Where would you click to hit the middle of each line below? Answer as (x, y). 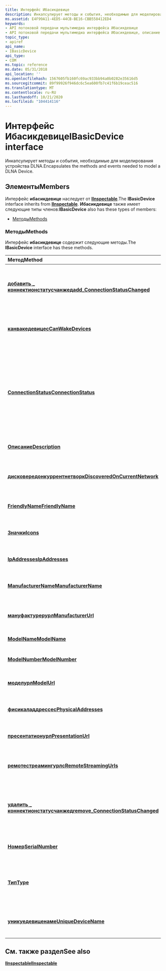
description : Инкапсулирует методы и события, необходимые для (72, 14)
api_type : (15, 56)
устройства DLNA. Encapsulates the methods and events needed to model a (83, 166)
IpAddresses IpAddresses (38, 559)
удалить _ (20, 805)
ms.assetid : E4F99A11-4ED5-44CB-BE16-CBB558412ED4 (58, 19)
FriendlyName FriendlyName (41, 506)
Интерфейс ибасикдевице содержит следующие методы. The (71, 242)
